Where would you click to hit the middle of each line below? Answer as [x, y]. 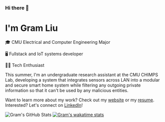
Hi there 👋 [17, 8]
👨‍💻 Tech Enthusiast [25, 65]
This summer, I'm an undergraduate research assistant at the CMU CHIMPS [82, 75]
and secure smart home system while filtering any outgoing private [73, 85]
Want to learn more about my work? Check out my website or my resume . [80, 100]
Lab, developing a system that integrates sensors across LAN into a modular [82, 80]
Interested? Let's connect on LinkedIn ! [44, 105]
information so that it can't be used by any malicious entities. [67, 90]
